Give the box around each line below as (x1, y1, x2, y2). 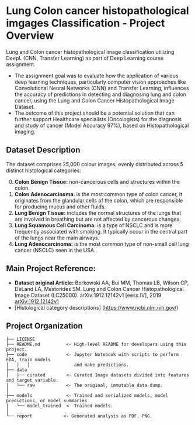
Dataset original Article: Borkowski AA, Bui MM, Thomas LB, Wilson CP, (14, 279, 189, 286)
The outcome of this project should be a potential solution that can (14, 109, 175, 116)
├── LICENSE (6, 337, 35, 342)
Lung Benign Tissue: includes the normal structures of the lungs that (14, 209, 182, 216)
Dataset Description (6, 145, 81, 155)
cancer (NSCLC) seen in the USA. (14, 246, 96, 253)
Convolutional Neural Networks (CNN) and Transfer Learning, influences (14, 84, 189, 91)
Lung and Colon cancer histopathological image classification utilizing (6, 48, 175, 55)
